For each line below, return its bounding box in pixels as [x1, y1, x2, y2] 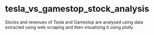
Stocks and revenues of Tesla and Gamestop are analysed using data [5, 19, 143, 25]
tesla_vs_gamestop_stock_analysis [5, 3, 149, 14]
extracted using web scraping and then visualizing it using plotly [5, 24, 133, 30]
